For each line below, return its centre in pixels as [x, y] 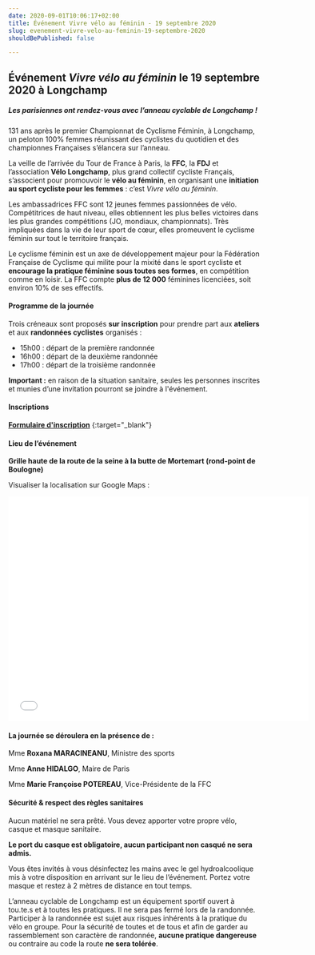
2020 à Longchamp [58, 90]
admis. [20, 853]
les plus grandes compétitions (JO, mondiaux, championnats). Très [119, 221]
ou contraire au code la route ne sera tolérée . [83, 943]
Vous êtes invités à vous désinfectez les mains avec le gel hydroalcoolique [131, 869]
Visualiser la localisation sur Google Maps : [79, 485]
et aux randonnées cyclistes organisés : [75, 332]
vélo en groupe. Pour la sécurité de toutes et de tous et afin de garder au [128, 926]
